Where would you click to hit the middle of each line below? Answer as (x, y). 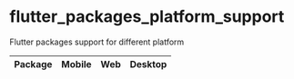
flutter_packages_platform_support (147, 17)
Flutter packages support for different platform (97, 42)
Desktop (148, 64)
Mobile (77, 64)
